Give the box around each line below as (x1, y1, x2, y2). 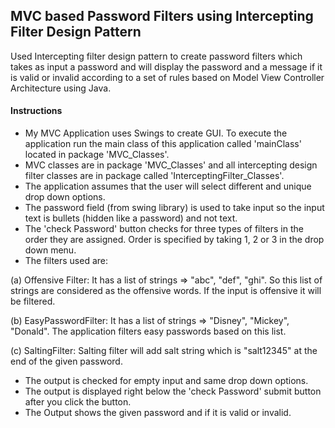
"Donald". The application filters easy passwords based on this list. (10, 325, 287, 338)
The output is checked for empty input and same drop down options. (24, 375, 309, 387)
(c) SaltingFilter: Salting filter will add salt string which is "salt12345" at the (10, 345, 318, 357)
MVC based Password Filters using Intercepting (10, 8, 314, 25)
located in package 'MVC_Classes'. (24, 149, 170, 161)
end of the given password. (10, 355, 123, 368)
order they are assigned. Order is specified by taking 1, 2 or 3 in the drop (24, 234, 325, 246)
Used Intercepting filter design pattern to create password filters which (10, 50, 303, 62)
